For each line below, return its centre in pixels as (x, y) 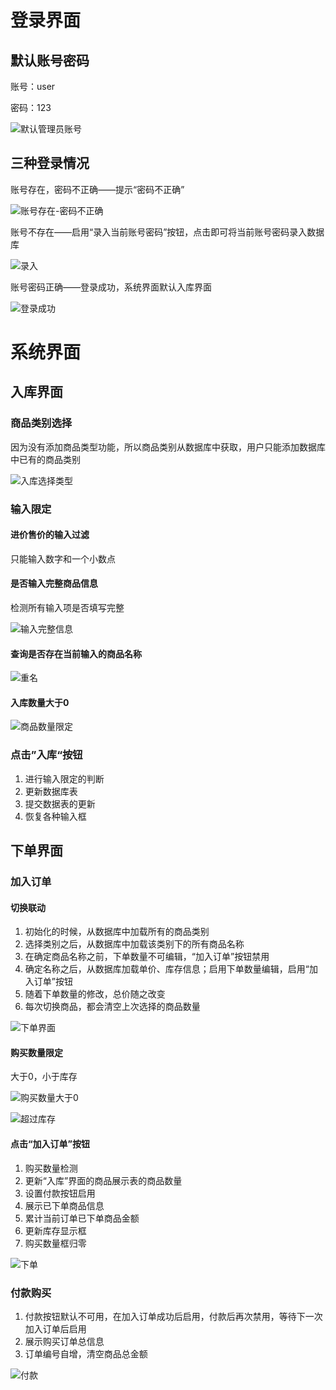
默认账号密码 (50, 60)
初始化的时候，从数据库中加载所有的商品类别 (117, 932)
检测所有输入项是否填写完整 (67, 608)
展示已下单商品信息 (64, 1205)
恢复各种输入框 (55, 816)
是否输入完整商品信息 (54, 583)
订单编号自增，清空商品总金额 (86, 1353)
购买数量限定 (36, 1052)
